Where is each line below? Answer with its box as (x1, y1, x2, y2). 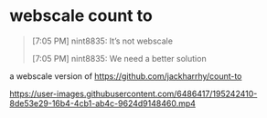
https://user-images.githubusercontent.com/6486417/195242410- (9, 88, 258, 99)
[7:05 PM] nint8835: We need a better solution (31, 53, 208, 64)
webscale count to (9, 5, 153, 26)
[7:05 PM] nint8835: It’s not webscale (31, 35, 174, 46)
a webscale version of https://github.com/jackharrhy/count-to (9, 70, 242, 82)
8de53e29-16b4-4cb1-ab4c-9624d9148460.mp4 (9, 97, 197, 109)
